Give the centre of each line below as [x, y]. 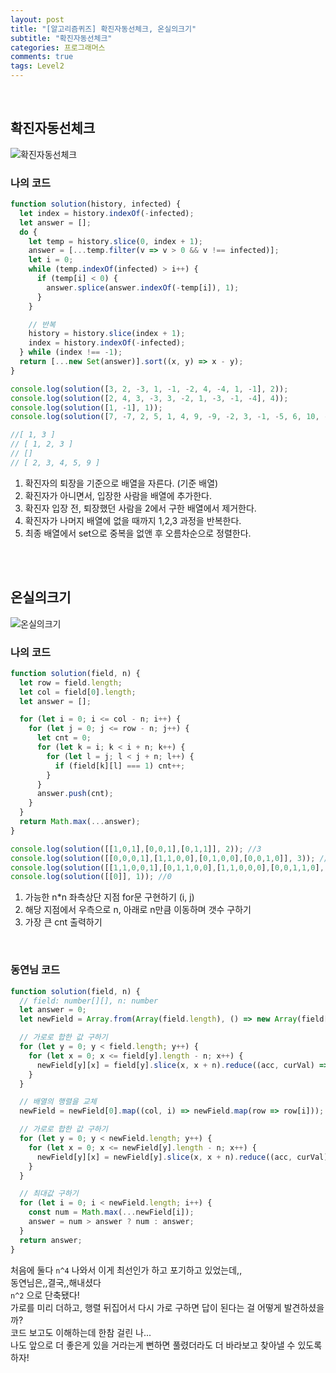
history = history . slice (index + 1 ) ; [107, 334]
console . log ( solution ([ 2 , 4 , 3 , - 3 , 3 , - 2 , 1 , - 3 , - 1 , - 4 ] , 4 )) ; [149, 398]
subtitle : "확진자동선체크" [61, 38]
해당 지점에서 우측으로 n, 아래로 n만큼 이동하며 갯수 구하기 [138, 910]
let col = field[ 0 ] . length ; [78, 692]
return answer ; [51, 1240]
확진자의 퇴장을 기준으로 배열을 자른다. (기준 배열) [121, 483]
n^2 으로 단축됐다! [45, 1295]
